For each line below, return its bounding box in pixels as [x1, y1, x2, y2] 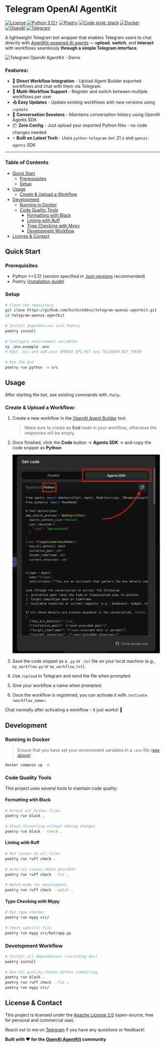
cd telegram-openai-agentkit [5, 313, 65, 318]
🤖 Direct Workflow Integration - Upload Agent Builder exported [12, 78, 141, 84]
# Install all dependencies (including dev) [5, 954, 98, 959]
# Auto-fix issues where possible [5, 867, 76, 872]
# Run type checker [5, 910, 45, 915]
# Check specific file [5, 925, 52, 930]
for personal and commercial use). [5, 1017, 75, 1023]
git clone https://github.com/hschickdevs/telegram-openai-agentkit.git [5, 308, 157, 313]
